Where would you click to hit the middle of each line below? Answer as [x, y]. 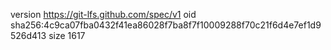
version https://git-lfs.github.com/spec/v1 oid [103, 14]
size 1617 [67, 35]
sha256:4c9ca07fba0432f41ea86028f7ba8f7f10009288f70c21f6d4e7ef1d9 [166, 25]
